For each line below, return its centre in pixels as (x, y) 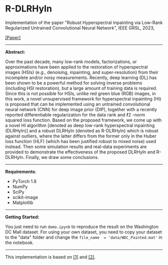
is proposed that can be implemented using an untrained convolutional (78, 104)
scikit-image (25, 197)
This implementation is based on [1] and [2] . (50, 257)
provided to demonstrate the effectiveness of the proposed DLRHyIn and (80, 152)
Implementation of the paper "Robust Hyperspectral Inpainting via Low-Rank (84, 22)
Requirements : (21, 171)
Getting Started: (22, 217)
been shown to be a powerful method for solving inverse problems (74, 82)
